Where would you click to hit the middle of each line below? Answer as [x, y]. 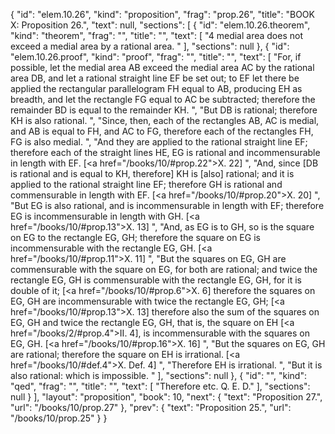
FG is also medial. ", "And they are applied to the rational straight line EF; [159, 142]
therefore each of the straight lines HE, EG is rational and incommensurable [165, 152]
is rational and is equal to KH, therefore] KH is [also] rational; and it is [152, 173]
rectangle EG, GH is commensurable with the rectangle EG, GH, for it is [156, 280]
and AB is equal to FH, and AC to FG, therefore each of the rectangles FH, [162, 131]
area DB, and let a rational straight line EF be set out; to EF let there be [155, 78]
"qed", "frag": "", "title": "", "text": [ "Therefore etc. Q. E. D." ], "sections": [160, 386]
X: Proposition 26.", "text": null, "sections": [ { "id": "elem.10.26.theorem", [160, 25]
